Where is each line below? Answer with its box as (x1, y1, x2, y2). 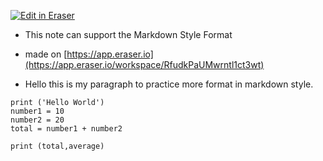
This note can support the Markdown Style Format (24, 29, 233, 40)
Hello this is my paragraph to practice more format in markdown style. (24, 78, 314, 90)
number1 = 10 (10, 106, 65, 116)
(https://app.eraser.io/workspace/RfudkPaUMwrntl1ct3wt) (24, 59, 265, 70)
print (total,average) (10, 141, 105, 151)
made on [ (24, 48, 68, 60)
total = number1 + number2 (10, 124, 123, 134)
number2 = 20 (10, 115, 65, 125)
